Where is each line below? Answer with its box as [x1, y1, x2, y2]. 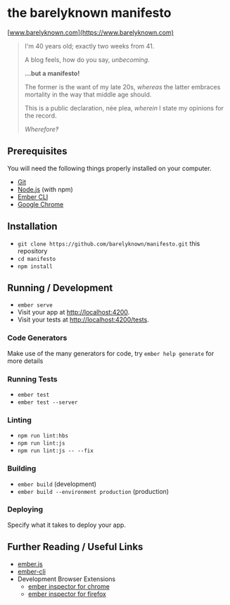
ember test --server [17, 399, 78, 406]
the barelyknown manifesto [7, 5, 172, 21]
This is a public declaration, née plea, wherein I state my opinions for [24, 103, 224, 112]
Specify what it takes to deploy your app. [7, 521, 127, 529]
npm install [17, 262, 53, 270]
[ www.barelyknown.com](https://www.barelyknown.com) [7, 28, 174, 37]
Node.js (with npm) [17, 185, 74, 193]
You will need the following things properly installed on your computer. [7, 164, 212, 172]
